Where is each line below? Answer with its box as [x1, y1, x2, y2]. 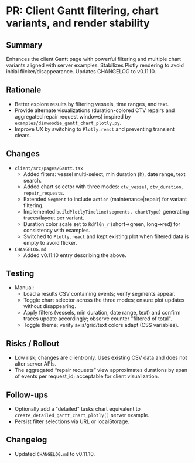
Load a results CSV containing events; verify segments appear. [23, 290, 176, 298]
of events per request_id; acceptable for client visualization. [14, 373, 159, 380]
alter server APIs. [14, 360, 57, 367]
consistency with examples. [23, 227, 91, 234]
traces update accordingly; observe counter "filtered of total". [23, 315, 173, 322]
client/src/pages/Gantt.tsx [14, 165, 83, 171]
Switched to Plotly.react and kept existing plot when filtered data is [23, 233, 189, 240]
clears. [14, 131, 32, 138]
